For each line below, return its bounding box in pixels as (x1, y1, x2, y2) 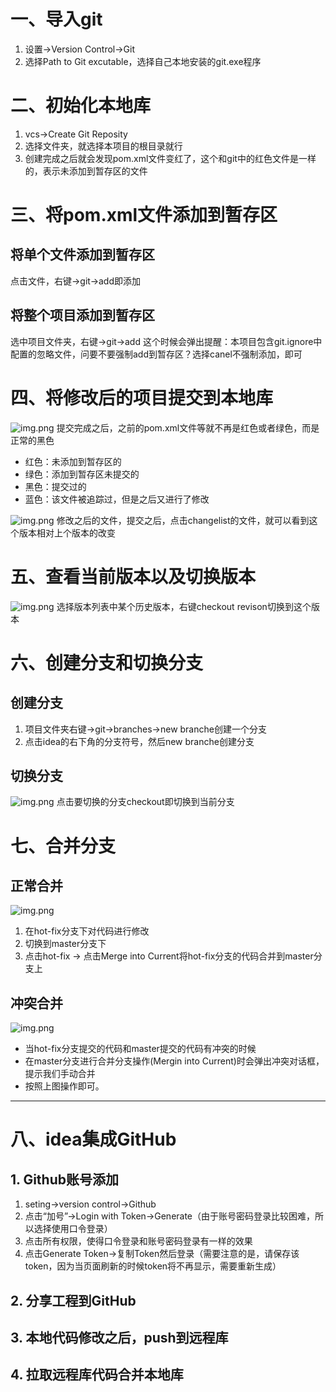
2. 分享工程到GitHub (10, 1292, 137, 1309)
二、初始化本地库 (10, 95, 152, 117)
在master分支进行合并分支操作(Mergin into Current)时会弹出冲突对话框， (24, 1055, 325, 1067)
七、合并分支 (10, 835, 117, 857)
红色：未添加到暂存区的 (24, 455, 122, 467)
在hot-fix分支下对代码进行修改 (24, 925, 150, 937)
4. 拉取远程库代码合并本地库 (10, 1366, 184, 1384)
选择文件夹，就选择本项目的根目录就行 (24, 140, 183, 152)
